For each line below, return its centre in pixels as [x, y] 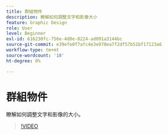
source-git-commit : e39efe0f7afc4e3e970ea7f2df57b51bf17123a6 [84, 45]
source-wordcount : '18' [35, 55]
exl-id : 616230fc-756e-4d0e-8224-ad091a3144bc [64, 39]
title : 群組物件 [24, 11]
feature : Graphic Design [37, 22]
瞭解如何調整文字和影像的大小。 [45, 114]
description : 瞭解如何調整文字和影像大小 [52, 17]
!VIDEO [29, 126]
